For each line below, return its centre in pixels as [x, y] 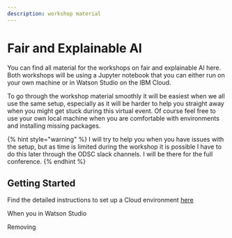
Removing [22, 227]
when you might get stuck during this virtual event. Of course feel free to [111, 111]
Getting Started [41, 183]
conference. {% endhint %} [47, 161]
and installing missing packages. [54, 126]
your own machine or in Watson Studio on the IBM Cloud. [90, 82]
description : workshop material [54, 14]
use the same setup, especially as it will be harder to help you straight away [116, 103]
